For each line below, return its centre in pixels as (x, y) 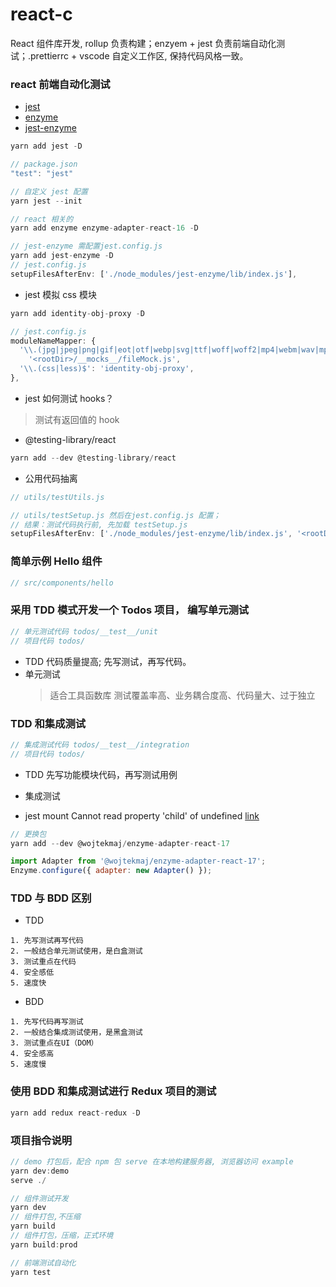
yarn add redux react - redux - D (75, 1113)
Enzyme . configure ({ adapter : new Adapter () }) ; (111, 871)
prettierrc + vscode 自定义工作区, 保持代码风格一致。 (139, 55)
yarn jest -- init (46, 201)
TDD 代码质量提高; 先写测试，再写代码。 (108, 661)
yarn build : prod (44, 1244)
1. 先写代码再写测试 (47, 1022)
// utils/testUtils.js (57, 497)
